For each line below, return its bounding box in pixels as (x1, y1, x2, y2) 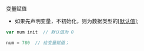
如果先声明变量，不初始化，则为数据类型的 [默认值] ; (14, 18, 139, 25)
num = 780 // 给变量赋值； (6, 40, 69, 46)
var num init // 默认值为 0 (6, 29, 74, 35)
